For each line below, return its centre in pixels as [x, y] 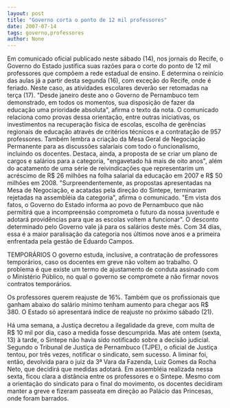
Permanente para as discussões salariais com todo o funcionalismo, [104, 147]
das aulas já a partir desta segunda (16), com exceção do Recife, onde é [109, 80]
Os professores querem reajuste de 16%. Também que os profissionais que [114, 297]
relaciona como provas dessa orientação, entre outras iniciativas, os [104, 117]
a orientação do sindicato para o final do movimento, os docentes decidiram [115, 384]
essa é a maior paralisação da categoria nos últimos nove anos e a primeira [114, 234]
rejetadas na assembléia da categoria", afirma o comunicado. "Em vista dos [114, 197]
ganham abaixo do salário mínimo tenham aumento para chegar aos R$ [108, 305]
